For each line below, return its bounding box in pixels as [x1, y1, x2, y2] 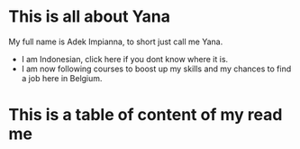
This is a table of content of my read [8, 105, 283, 126]
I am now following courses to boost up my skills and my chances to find [21, 63, 292, 74]
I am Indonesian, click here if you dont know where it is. [21, 53, 229, 64]
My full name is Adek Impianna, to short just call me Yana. [8, 36, 223, 47]
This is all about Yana [8, 6, 170, 27]
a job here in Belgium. [21, 72, 103, 83]
